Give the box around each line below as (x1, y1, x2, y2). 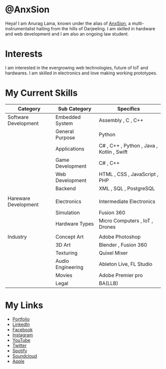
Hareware (7, 195, 31, 202)
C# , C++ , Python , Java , (98, 142, 158, 149)
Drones (98, 223, 116, 230)
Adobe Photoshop (98, 233, 141, 240)
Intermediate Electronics (98, 198, 156, 205)
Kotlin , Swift (98, 148, 128, 155)
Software (7, 114, 29, 121)
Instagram (12, 332, 33, 338)
